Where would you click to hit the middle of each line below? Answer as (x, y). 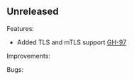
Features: (21, 28)
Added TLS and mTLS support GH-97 (72, 42)
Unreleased (33, 12)
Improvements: (29, 56)
